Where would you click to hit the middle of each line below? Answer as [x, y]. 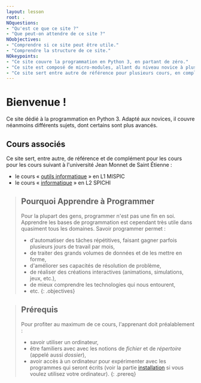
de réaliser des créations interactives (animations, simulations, [107, 272]
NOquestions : [22, 23]
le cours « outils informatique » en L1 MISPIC [70, 176]
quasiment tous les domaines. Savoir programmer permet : [93, 228]
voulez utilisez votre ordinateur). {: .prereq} [83, 373]
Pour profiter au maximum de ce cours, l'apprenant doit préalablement [107, 324]
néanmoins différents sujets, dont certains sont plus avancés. [82, 125]
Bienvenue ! [36, 102]
